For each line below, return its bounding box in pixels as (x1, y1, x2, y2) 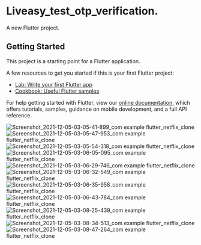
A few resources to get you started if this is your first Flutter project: (6, 69, 174, 76)
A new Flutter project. (6, 24, 60, 31)
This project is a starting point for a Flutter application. (6, 57, 140, 64)
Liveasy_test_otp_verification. (6, 4, 158, 18)
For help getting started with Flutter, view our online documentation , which (6, 99, 191, 106)
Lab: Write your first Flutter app (14, 81, 93, 88)
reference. (6, 111, 32, 119)
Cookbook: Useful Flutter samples (14, 87, 100, 95)
